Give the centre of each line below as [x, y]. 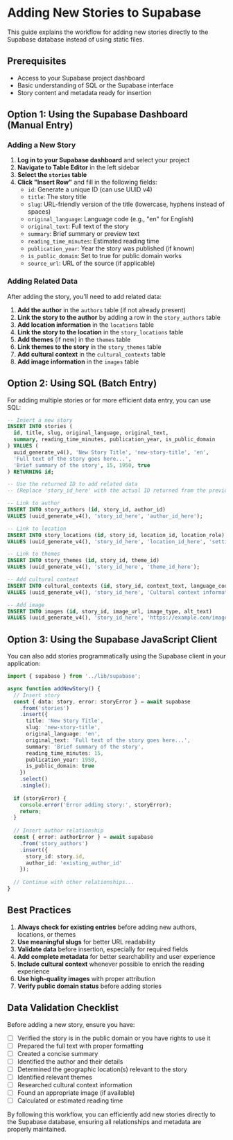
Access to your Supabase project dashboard [81, 78]
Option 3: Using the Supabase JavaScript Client [112, 639]
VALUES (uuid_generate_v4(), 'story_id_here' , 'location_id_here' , [107, 542]
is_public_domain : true [60, 766]
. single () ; [35, 785]
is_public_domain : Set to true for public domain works [105, 256]
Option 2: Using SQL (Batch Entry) [82, 383]
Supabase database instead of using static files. [76, 39]
